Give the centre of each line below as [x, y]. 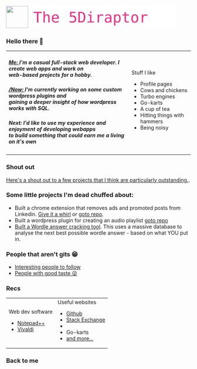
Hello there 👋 [25, 41]
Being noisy [154, 127]
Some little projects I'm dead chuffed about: [70, 195]
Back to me [22, 360]
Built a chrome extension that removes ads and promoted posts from [97, 208]
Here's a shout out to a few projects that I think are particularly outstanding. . [98, 180]
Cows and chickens [164, 90]
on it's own [23, 142]
